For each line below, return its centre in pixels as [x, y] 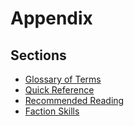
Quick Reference [59, 90]
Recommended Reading [74, 100]
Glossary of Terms [63, 79]
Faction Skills [52, 111]
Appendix [51, 18]
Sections [38, 55]
